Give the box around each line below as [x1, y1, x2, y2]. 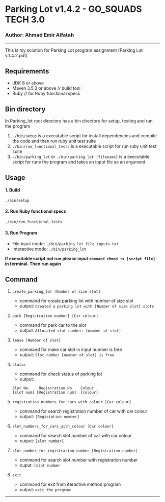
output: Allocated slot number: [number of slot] [19, 327, 121, 333]
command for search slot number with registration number [19, 457, 138, 463]
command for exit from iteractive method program [19, 481, 121, 487]
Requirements [5, 67, 49, 75]
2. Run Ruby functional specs [5, 208, 66, 214]
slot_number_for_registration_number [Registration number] [12, 448, 138, 453]
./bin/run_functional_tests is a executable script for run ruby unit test [12, 143, 157, 149]
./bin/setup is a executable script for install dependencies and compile [12, 133, 157, 139]
